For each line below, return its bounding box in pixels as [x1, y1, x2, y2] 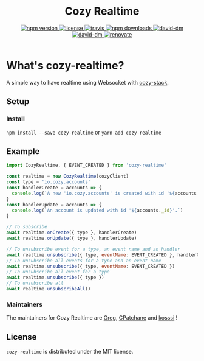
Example [6, 146, 40, 156]
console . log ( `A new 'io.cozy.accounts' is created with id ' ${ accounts [12, 190, 197, 196]
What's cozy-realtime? [6, 59, 124, 72]
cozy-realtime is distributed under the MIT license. [6, 348, 134, 355]
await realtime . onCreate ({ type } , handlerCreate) [6, 230, 137, 236]
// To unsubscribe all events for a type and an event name [6, 258, 162, 264]
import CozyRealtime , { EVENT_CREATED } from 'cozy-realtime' [6, 163, 167, 169]
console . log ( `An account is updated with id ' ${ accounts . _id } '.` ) [12, 207, 183, 214]
